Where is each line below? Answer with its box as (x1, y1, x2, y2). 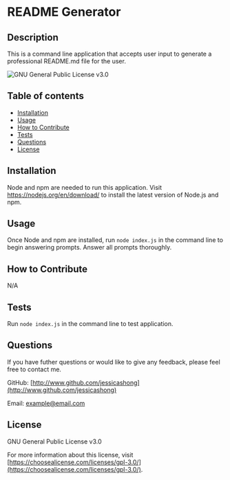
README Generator (7, 4, 121, 20)
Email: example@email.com (7, 399, 85, 407)
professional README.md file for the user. (7, 57, 126, 65)
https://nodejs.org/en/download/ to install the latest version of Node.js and (7, 190, 219, 199)
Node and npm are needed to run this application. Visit (7, 183, 163, 191)
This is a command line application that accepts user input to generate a (7, 50, 212, 58)
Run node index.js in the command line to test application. (7, 320, 174, 328)
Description (7, 32, 59, 43)
